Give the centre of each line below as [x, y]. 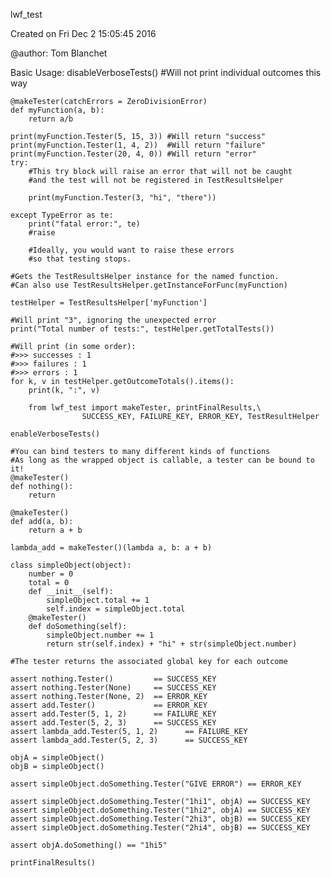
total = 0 [49, 583]
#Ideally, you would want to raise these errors [131, 250]
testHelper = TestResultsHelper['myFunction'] [109, 303]
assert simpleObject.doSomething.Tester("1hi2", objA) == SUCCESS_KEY [160, 810]
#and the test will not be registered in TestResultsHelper [156, 180]
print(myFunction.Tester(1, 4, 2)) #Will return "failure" [138, 145]
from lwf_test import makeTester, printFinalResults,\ [145, 408]
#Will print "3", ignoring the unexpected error [113, 320]
